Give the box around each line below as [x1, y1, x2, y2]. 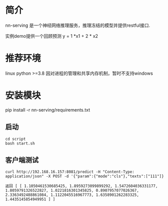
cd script [5, 136, 26, 141]
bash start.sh [5, 141, 35, 146]
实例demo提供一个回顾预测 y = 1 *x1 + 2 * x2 [5, 33, 99, 39]
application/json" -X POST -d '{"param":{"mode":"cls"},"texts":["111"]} [5, 174, 164, 179]
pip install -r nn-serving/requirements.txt [5, 107, 90, 113]
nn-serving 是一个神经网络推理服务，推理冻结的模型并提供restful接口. [5, 22, 150, 28]
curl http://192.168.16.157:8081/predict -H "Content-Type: [5, 170, 135, 175]
